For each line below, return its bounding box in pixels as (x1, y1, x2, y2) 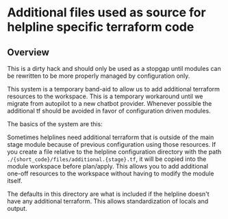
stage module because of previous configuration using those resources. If (7, 141, 216, 148)
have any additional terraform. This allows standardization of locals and (7, 197, 209, 205)
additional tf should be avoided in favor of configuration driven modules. (7, 107, 211, 115)
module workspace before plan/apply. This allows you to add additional (7, 162, 209, 170)
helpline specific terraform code (7, 19, 194, 35)
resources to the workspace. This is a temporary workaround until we (7, 92, 203, 100)
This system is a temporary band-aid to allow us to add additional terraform (7, 85, 220, 93)
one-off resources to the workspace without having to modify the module (7, 169, 214, 177)
